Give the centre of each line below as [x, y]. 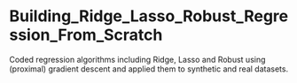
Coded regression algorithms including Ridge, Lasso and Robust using [137, 59]
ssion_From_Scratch [86, 35]
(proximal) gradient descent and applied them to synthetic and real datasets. [149, 69]
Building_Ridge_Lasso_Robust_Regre [149, 16]
